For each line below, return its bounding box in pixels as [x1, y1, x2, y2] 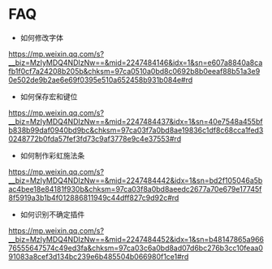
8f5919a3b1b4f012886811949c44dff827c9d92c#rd [8, 193, 179, 202]
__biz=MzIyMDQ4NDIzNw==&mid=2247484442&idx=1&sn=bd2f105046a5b [8, 176, 263, 185]
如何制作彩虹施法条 [19, 150, 85, 160]
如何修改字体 [19, 33, 63, 42]
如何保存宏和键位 [19, 91, 78, 102]
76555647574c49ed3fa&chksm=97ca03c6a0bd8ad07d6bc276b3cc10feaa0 [8, 243, 264, 253]
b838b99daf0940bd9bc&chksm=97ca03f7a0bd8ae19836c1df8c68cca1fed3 [8, 125, 264, 135]
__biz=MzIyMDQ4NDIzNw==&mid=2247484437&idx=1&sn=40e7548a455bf [8, 116, 263, 126]
